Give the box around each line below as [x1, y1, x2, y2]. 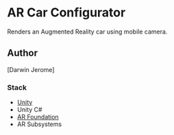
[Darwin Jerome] [7, 65, 55, 73]
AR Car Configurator [7, 5, 126, 21]
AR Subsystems [16, 120, 62, 128]
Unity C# [16, 106, 42, 114]
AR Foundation [16, 113, 60, 121]
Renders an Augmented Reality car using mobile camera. [7, 27, 168, 36]
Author [7, 47, 38, 59]
